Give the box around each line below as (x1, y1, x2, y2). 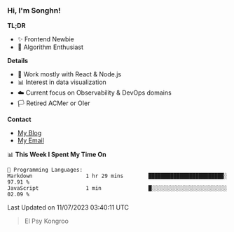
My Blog (17, 129, 42, 137)
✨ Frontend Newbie (17, 35, 75, 43)
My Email (17, 136, 44, 145)
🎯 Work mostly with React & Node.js (17, 70, 121, 79)
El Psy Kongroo (24, 217, 69, 226)
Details (7, 57, 29, 65)
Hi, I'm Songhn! (7, 6, 61, 15)
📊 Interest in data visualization (17, 78, 106, 86)
